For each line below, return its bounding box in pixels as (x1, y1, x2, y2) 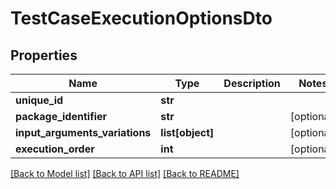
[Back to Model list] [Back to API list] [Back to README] (10, 168, 240, 179)
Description (223, 77, 281, 90)
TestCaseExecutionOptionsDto (10, 7, 273, 30)
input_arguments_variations (15, 126, 152, 139)
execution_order (15, 142, 95, 156)
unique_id (15, 93, 64, 107)
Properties (10, 47, 78, 64)
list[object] (160, 126, 215, 139)
